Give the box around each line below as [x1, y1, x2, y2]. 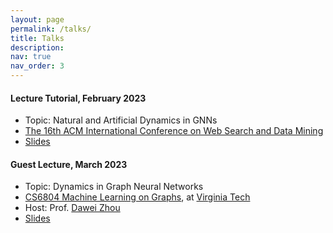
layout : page [10, 14, 65, 25]
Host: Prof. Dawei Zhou [24, 202, 121, 214]
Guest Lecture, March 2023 [10, 158, 128, 170]
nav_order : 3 [10, 61, 65, 71]
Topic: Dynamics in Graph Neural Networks [24, 181, 204, 193]
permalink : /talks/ [10, 24, 92, 34]
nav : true [10, 52, 52, 62]
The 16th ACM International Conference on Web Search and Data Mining [24, 125, 324, 137]
